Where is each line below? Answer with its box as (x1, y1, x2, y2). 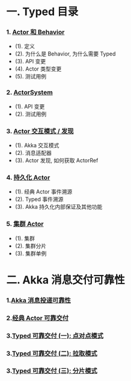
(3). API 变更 (14, 58, 46, 65)
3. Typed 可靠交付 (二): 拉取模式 (6, 349, 97, 357)
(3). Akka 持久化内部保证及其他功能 (14, 203, 103, 210)
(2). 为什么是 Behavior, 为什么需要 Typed (14, 50, 116, 57)
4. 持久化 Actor (6, 174, 50, 181)
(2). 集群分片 (14, 242, 47, 250)
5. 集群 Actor (6, 220, 44, 228)
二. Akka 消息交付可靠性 (6, 273, 125, 286)
